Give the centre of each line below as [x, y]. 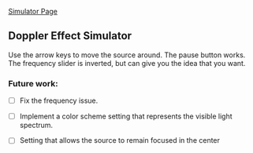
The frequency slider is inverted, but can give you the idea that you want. [127, 63]
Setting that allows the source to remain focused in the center [120, 140]
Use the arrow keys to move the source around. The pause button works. [127, 55]
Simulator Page [33, 11]
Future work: [33, 83]
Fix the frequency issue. [59, 100]
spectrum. [36, 126]
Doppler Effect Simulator [70, 36]
